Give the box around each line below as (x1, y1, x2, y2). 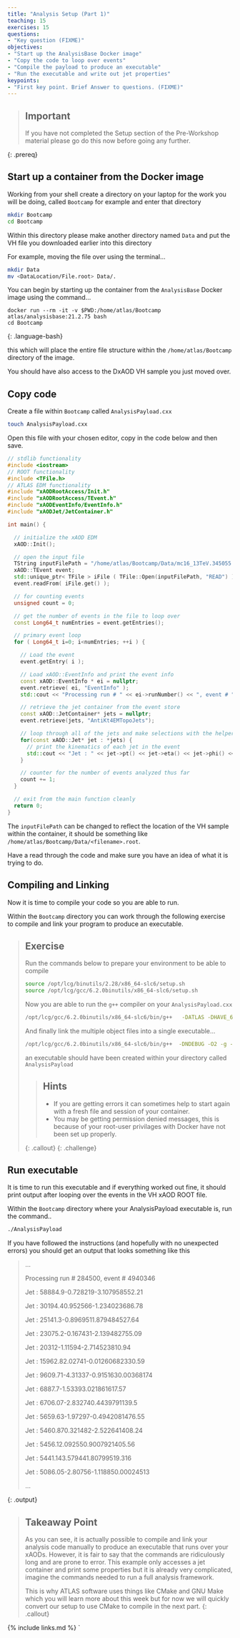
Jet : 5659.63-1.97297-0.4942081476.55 (24, 1412, 145, 1421)
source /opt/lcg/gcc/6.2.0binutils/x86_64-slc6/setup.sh (24, 987, 199, 995)
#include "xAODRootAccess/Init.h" (7, 488, 111, 496)
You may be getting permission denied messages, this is (53, 1115, 220, 1123)
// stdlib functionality (7, 455, 81, 463)
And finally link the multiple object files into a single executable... (24, 1026, 216, 1035)
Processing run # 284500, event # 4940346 (24, 1274, 156, 1282)
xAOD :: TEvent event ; (14, 567, 75, 574)
